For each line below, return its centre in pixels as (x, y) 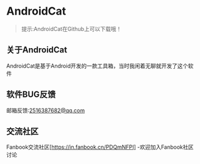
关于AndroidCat (37, 50)
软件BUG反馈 (31, 95)
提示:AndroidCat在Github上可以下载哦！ (71, 29)
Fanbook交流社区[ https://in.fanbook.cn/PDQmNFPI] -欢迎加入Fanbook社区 (100, 147)
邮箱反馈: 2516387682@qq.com (46, 110)
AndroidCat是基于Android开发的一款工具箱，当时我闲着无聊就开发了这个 (97, 66)
